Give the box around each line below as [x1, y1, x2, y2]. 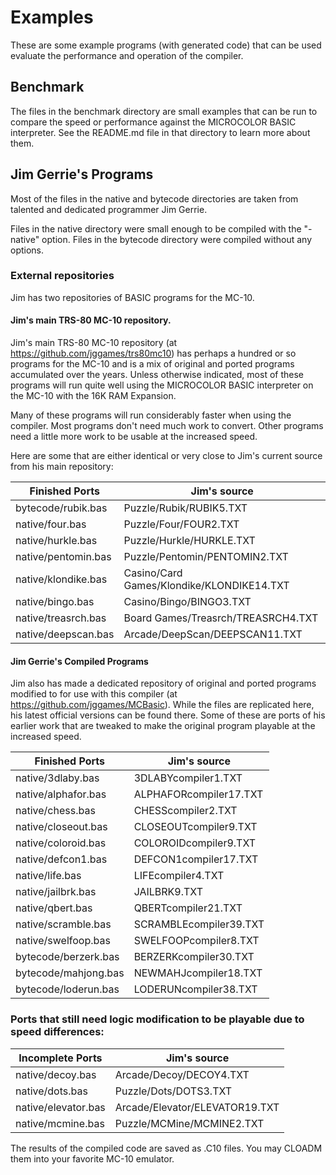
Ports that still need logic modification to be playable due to [10, 1012, 305, 1026]
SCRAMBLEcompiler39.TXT [133, 917, 265, 931]
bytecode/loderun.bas [15, 982, 120, 996]
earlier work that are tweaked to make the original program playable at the [10, 720, 316, 732]
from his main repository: [10, 461, 114, 473]
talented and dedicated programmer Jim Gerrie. [10, 203, 208, 215]
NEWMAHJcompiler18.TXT [133, 966, 263, 980]
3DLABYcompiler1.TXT [133, 771, 243, 785]
